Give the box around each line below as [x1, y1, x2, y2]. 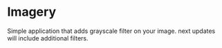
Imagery [7, 4, 57, 20]
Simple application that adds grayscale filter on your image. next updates [7, 27, 216, 35]
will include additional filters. [7, 34, 89, 42]
